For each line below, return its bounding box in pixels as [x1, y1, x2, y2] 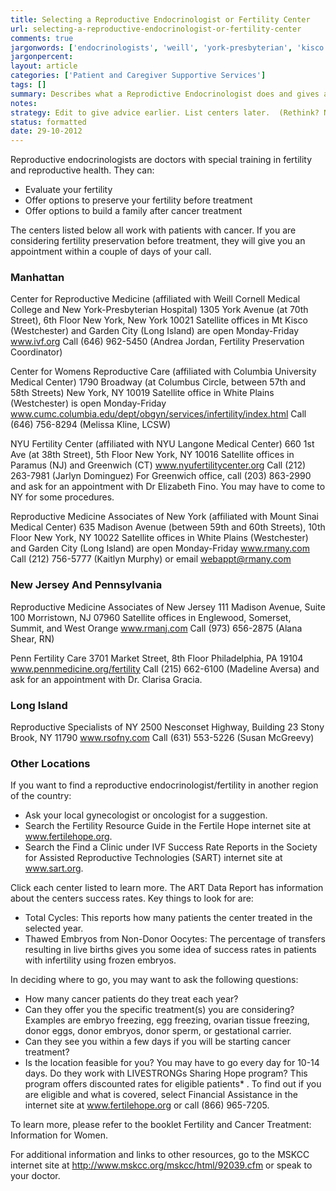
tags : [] [10, 80, 47, 90]
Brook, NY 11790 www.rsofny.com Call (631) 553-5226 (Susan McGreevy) [10, 732, 315, 744]
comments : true [10, 33, 74, 43]
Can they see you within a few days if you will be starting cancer [24, 1036, 291, 1048]
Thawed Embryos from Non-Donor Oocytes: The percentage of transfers [24, 933, 326, 945]
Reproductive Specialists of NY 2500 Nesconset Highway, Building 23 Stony [10, 721, 325, 733]
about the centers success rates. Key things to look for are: [10, 892, 254, 905]
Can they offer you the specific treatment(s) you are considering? [24, 1004, 295, 1016]
